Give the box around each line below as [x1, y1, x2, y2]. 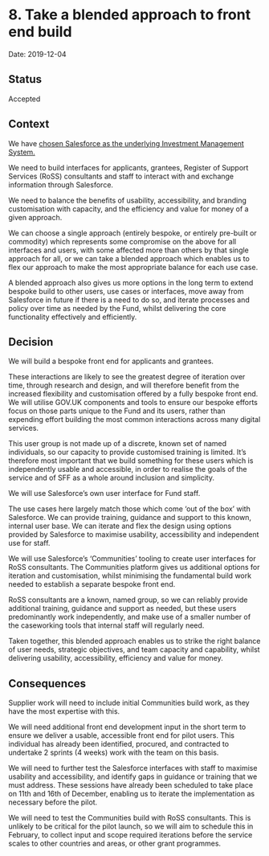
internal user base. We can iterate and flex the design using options [8, 521, 232, 531]
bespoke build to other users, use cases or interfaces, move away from [8, 286, 244, 296]
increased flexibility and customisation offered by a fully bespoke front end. [8, 389, 259, 399]
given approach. [8, 212, 63, 222]
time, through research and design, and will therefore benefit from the [8, 380, 239, 391]
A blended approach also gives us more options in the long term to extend [8, 277, 254, 287]
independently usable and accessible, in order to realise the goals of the [8, 465, 247, 474]
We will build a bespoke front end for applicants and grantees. [8, 356, 214, 367]
